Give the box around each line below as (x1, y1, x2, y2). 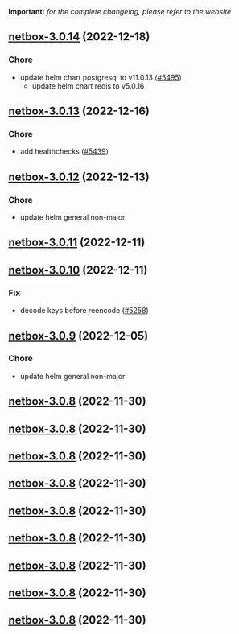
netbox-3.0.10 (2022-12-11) (8, 263, 148, 277)
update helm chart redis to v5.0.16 (31, 80, 145, 91)
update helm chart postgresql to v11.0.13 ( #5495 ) (19, 72, 183, 82)
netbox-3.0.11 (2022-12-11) (8, 236, 146, 249)
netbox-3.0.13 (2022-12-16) (8, 105, 150, 118)
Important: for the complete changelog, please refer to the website (8, 7, 232, 16)
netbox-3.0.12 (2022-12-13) (8, 170, 150, 183)
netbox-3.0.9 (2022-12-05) (8, 329, 149, 343)
